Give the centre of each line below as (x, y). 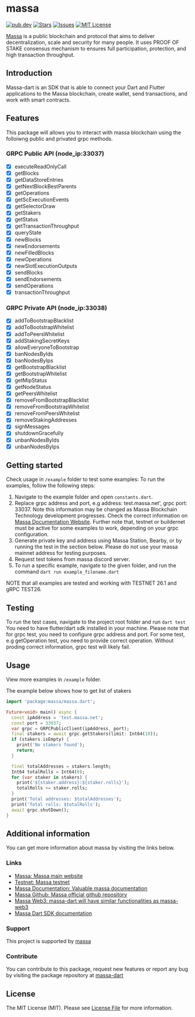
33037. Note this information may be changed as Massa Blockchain (96, 510)
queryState (28, 233)
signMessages (32, 426)
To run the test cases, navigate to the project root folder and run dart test (96, 622)
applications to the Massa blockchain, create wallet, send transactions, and (97, 93)
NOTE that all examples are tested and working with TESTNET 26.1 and (91, 583)
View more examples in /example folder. (54, 680)
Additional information (48, 834)
